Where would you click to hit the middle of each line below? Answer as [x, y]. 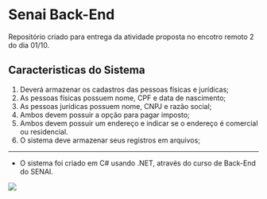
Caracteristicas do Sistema [77, 70]
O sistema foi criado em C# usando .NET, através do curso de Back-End [138, 163]
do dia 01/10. [29, 45]
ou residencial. [44, 131]
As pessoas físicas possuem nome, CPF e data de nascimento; [123, 98]
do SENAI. [37, 171]
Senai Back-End [62, 15]
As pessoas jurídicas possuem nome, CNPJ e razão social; [116, 106]
